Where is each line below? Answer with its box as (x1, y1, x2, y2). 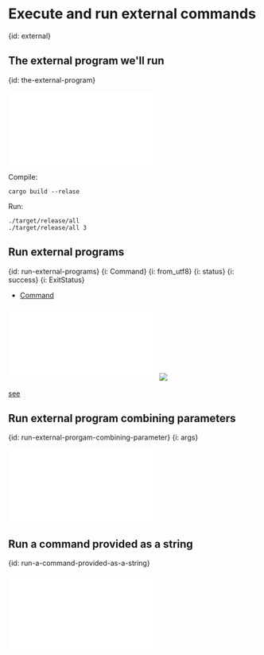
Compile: (8, 172, 38, 181)
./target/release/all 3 (8, 223, 87, 231)
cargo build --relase (8, 188, 80, 196)
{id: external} (8, 31, 52, 41)
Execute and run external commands (8, 5, 257, 23)
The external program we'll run (8, 54, 165, 68)
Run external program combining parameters (8, 411, 236, 425)
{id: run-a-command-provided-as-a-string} (8, 558, 150, 568)
